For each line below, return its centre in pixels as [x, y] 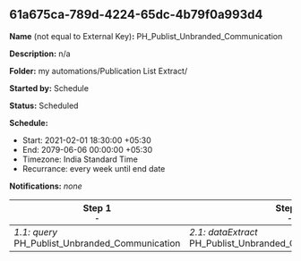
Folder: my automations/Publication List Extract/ [99, 71]
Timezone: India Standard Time [80, 159]
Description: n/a [40, 54]
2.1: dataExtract [224, 232]
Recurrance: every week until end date [94, 168]
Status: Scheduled [44, 105]
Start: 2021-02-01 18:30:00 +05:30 [87, 140]
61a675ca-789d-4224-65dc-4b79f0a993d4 [136, 15]
